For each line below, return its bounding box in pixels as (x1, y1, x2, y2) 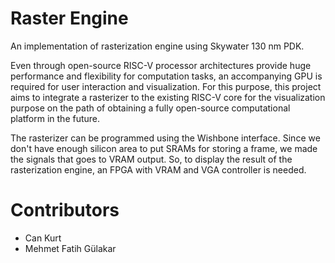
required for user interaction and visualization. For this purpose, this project (10, 80, 322, 92)
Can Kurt (24, 232, 62, 244)
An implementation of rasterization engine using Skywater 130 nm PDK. (10, 40, 305, 52)
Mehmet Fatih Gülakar (24, 242, 117, 254)
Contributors (10, 199, 120, 222)
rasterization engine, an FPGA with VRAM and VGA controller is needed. (10, 163, 307, 176)
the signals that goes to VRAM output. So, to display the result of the (10, 153, 293, 165)
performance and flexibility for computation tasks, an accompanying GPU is (10, 70, 323, 82)
